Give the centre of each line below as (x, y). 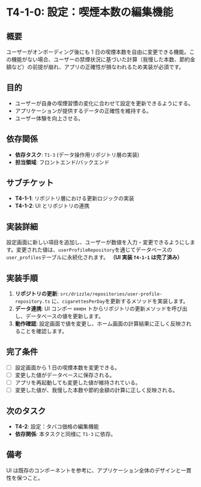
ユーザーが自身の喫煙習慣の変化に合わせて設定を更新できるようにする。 (104, 103)
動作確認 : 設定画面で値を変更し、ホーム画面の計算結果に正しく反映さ (100, 324)
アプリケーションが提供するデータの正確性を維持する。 (83, 110)
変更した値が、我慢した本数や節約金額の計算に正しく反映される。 (96, 390)
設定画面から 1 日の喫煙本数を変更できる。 (67, 368)
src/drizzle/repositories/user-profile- (111, 294)
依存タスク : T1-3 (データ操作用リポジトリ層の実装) (77, 154)
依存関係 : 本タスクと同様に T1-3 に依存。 (65, 434)
